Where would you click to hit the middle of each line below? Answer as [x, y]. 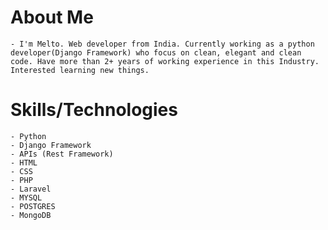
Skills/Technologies [94, 110]
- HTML [24, 162]
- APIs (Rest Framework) [62, 154]
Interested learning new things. [80, 70]
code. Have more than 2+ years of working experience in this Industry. [165, 61]
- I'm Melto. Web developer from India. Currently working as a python [162, 44]
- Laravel [31, 189]
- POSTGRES [33, 206]
